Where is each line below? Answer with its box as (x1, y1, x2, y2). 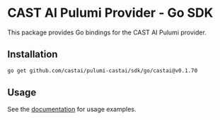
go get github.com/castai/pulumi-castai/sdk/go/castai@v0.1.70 (7, 67, 198, 74)
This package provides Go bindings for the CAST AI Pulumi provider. (7, 28, 207, 36)
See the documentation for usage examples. (7, 105, 137, 114)
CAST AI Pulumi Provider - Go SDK (7, 5, 214, 21)
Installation (7, 48, 58, 60)
